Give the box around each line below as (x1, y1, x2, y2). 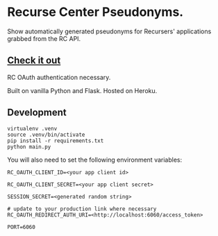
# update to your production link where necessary (7, 205, 157, 212)
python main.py (7, 143, 51, 150)
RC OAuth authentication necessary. (7, 73, 111, 81)
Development (7, 107, 67, 119)
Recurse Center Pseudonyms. (7, 4, 184, 20)
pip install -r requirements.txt (7, 137, 104, 144)
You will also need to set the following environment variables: (7, 155, 183, 164)
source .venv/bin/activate (7, 131, 85, 138)
